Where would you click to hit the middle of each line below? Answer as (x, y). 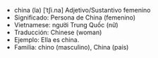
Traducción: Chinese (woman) (58, 32)
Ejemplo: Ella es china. (47, 40)
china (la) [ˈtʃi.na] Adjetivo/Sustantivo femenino (82, 10)
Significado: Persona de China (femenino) (75, 17)
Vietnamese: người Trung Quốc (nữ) (66, 25)
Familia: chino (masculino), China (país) (71, 47)
